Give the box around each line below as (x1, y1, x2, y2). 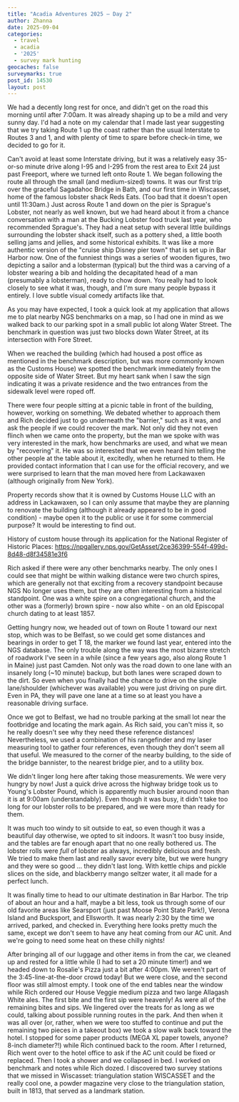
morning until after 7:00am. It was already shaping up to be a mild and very (7, 111, 228, 119)
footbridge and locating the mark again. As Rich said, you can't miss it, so (7, 720, 224, 729)
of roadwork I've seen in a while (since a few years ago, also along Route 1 (7, 654, 227, 662)
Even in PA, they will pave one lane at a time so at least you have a (7, 692, 202, 700)
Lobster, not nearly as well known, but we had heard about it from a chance (7, 208, 230, 216)
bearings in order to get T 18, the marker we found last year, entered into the (7, 638, 232, 647)
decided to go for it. (7, 141, 66, 150)
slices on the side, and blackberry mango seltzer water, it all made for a (7, 869, 218, 878)
